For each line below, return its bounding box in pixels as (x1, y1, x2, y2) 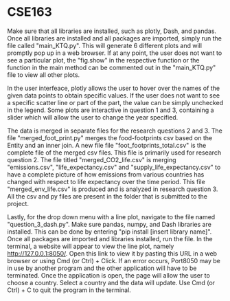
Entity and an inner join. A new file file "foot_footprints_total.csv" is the (7, 141, 207, 149)
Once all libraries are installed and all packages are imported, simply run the (7, 34, 222, 42)
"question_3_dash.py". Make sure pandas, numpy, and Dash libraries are (7, 220, 211, 228)
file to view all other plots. (7, 70, 80, 79)
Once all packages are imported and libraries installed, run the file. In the (7, 234, 213, 243)
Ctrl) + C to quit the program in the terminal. (7, 286, 132, 294)
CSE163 (7, 4, 53, 20)
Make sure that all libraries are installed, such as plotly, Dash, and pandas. (7, 27, 217, 35)
